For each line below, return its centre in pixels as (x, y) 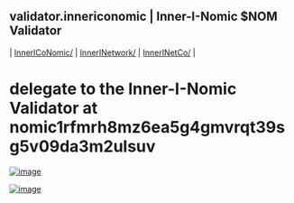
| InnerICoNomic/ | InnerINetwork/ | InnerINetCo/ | (102, 52)
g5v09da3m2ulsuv (83, 146)
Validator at (54, 108)
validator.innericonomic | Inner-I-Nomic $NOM (143, 17)
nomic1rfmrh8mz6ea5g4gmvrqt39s (147, 127)
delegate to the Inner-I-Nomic (123, 89)
